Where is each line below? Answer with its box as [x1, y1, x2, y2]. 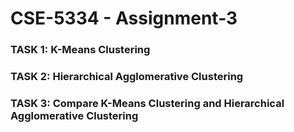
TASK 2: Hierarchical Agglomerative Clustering [10, 70, 244, 84]
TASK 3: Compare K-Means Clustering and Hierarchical [10, 96, 285, 110]
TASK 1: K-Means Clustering [10, 43, 151, 57]
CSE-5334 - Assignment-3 [10, 7, 238, 30]
